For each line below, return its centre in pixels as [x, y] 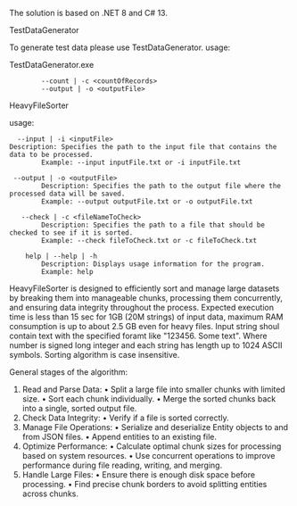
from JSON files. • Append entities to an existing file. [119, 437]
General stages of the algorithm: [69, 372]
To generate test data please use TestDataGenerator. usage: [120, 47]
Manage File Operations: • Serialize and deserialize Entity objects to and [155, 427]
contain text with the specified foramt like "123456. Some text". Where [138, 336]
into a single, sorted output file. [79, 408]
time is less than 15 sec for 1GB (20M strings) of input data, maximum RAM [146, 317]
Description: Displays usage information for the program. [153, 264]
